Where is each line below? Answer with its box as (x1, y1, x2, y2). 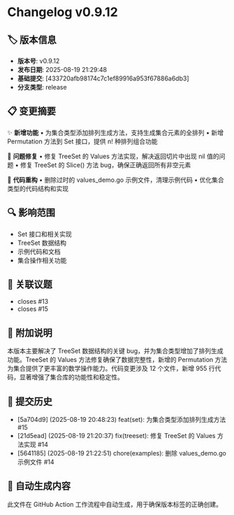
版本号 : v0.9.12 (17, 57, 60, 65)
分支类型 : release (17, 83, 68, 91)
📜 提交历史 (7, 395, 52, 407)
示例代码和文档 (17, 247, 61, 255)
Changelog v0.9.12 (7, 4, 119, 20)
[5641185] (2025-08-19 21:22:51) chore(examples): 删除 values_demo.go (17, 449, 227, 458)
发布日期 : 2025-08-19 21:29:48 (17, 66, 107, 73)
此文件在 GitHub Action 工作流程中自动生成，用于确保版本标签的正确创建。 (7, 500, 222, 508)
